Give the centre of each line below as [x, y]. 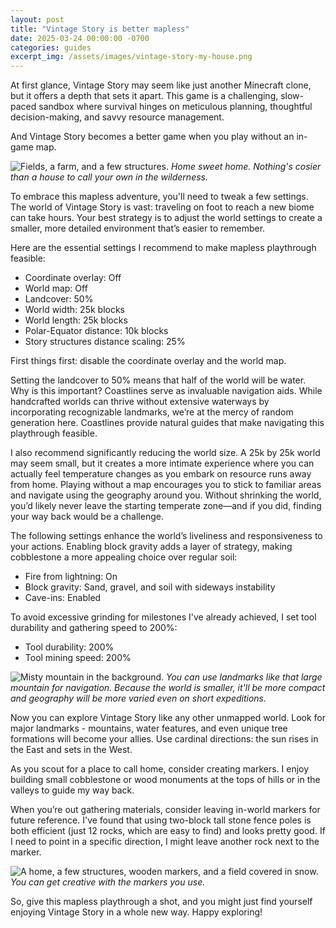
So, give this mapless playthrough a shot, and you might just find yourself [161, 902]
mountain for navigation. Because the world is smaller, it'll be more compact [168, 688]
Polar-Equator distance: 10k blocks [96, 331]
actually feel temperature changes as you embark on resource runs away [161, 474]
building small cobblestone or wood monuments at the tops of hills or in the [165, 780]
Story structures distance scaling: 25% [105, 342]
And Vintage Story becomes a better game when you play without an [152, 137]
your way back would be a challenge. [87, 517]
